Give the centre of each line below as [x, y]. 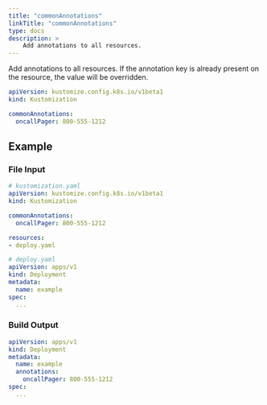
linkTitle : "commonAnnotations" [62, 23]
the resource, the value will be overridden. [78, 77]
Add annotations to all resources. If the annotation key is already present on [134, 68]
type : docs [27, 31]
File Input [27, 169]
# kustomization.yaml [45, 186]
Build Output [33, 325]
